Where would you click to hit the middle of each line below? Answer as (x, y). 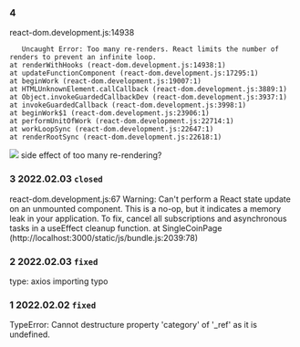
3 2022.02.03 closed (56, 179)
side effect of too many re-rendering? (91, 155)
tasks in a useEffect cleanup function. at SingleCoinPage (116, 228)
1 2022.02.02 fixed (53, 305)
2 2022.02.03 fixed (54, 261)
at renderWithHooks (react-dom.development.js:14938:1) (118, 66)
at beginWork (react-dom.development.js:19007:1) (106, 81)
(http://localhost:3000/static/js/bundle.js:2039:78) (104, 237)
